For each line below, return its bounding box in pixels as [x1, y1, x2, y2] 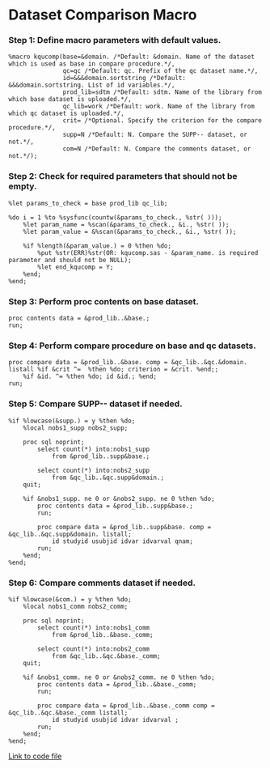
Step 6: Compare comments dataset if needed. [8, 577, 196, 588]
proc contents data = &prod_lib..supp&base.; [37, 502, 194, 510]
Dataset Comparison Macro [8, 6, 197, 24]
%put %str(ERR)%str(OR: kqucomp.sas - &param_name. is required [37, 248, 259, 257]
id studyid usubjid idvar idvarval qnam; [51, 537, 194, 545]
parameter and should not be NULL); [8, 256, 132, 264]
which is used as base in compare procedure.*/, [8, 60, 175, 68]
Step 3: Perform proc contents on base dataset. [8, 295, 200, 307]
